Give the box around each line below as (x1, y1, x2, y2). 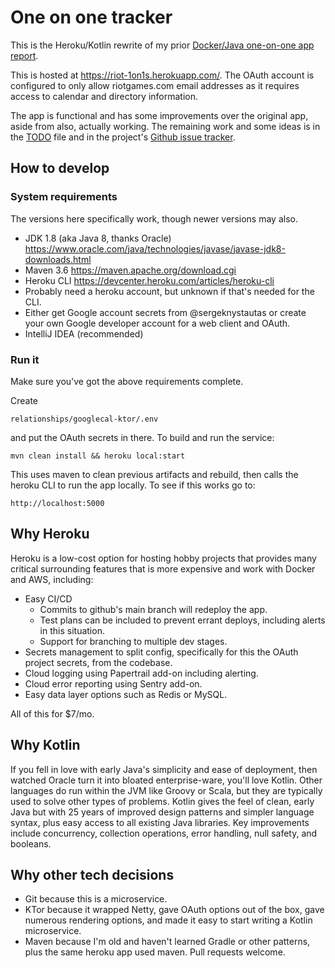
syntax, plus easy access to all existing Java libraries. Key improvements (10, 816, 310, 828)
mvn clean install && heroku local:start (10, 451, 186, 461)
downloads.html (24, 253, 92, 265)
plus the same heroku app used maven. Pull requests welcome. (24, 946, 286, 958)
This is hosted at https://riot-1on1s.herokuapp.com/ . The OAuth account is (10, 69, 315, 81)
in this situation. (39, 624, 105, 636)
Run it (10, 352, 40, 366)
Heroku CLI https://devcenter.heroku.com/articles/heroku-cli (24, 274, 275, 286)
